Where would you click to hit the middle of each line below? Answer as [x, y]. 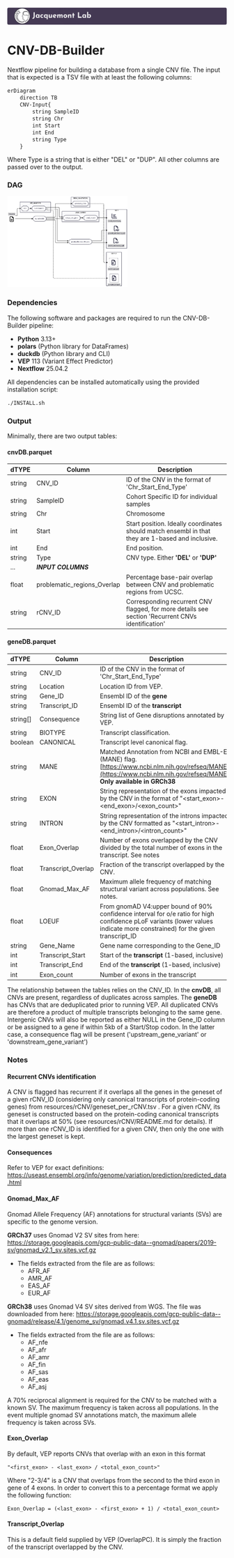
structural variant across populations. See [159, 889]
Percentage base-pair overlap [170, 577]
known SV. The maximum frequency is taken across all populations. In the [113, 1407]
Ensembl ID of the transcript [141, 706]
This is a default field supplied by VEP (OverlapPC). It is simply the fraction [114, 1540]
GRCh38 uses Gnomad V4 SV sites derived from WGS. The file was [104, 1306]
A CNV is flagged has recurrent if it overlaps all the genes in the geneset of [115, 1092]
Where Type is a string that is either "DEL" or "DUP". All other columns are [113, 159]
